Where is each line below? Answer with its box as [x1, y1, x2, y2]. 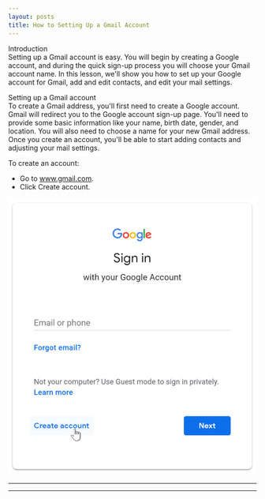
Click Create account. [19, 182, 91, 191]
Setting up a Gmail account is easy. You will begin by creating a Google [8, 52, 239, 62]
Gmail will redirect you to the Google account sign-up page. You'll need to [8, 109, 248, 118]
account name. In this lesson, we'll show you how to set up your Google [8, 69, 242, 78]
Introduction [8, 43, 48, 53]
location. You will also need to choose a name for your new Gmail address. [8, 126, 251, 136]
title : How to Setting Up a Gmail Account [8, 21, 150, 29]
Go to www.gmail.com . [19, 174, 94, 183]
